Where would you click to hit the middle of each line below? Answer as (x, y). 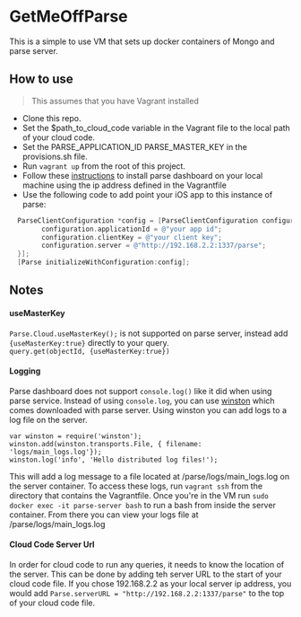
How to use (41, 79)
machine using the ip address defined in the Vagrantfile (124, 185)
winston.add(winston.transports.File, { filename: (106, 444)
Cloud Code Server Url (52, 544)
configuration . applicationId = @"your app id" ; (132, 229)
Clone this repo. (52, 118)
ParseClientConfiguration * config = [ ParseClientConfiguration (138, 220)
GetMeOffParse (69, 17)
